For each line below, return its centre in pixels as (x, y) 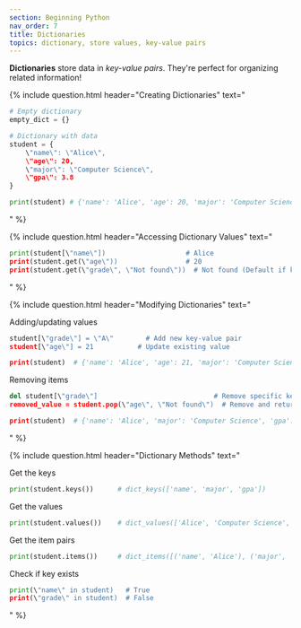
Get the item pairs (42, 540)
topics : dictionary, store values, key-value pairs (107, 43)
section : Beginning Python (60, 17)
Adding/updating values (54, 322)
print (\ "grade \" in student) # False (82, 598)
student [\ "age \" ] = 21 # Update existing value (120, 346)
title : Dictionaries (48, 34)
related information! (46, 78)
